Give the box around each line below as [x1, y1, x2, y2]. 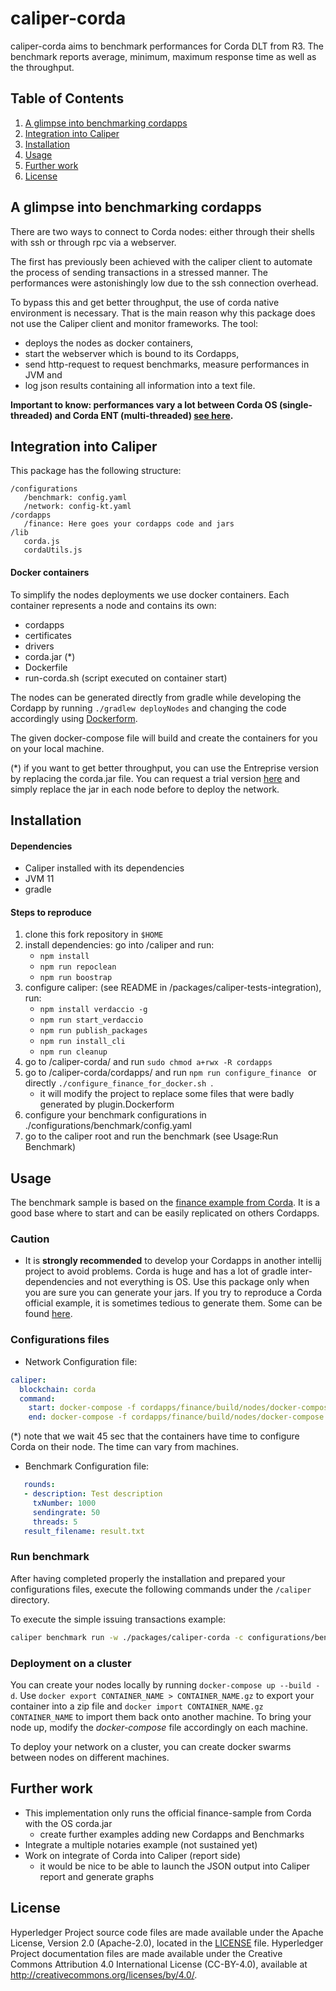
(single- [278, 398, 313, 411]
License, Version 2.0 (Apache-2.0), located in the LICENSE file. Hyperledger [10, 1937, 324, 1949]
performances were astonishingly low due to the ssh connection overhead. [10, 277, 319, 289]
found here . [24, 1308, 73, 1320]
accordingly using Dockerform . [10, 712, 138, 724]
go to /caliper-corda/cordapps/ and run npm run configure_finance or [24, 1067, 317, 1079]
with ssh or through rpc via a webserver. [10, 236, 177, 248]
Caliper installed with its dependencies [24, 862, 185, 874]
